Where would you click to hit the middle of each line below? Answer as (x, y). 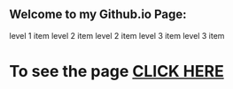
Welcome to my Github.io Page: (98, 15)
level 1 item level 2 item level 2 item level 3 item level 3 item (117, 35)
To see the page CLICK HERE (116, 71)
